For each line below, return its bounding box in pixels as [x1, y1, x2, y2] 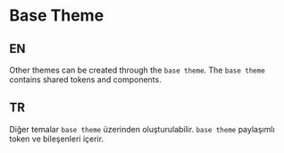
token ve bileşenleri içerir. [9, 133, 104, 144]
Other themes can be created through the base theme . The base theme [9, 64, 265, 75]
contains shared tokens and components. [9, 74, 163, 85]
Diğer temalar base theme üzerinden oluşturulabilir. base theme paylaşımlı [9, 123, 275, 134]
